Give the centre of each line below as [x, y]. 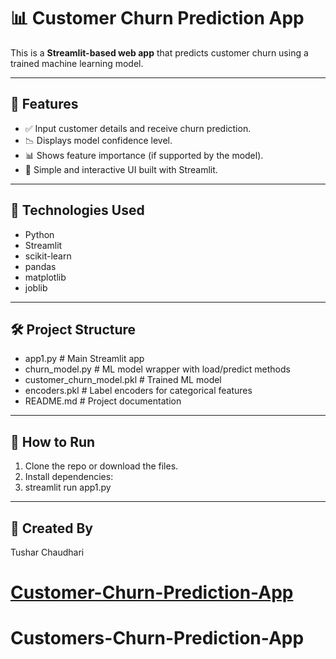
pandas [40, 266]
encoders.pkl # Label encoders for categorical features [138, 391]
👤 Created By [51, 528]
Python [39, 234]
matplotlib [45, 277]
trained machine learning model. [77, 63]
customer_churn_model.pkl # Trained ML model [123, 380]
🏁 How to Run [53, 441]
